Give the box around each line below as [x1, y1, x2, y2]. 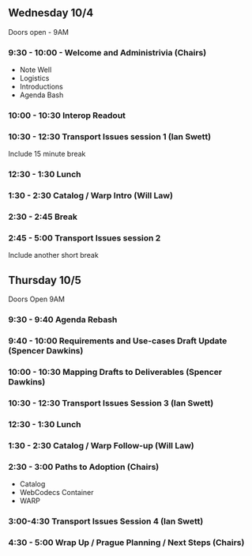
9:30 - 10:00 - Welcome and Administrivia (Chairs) [8, 47, 207, 58]
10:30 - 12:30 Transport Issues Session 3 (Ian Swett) [8, 397, 214, 408]
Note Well [19, 65, 52, 74]
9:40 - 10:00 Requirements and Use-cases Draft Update [8, 335, 228, 346]
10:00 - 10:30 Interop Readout [8, 110, 126, 121]
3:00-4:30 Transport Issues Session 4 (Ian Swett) [8, 516, 204, 527]
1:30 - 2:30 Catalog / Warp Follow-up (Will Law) [8, 440, 195, 451]
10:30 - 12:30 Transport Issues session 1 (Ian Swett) [8, 130, 212, 142]
